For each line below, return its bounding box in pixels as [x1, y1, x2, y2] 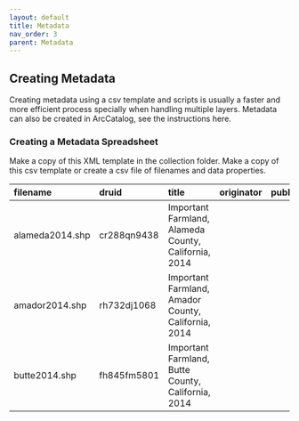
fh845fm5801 [99, 369, 160, 382]
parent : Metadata [9, 37, 74, 47]
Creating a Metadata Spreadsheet [9, 135, 158, 148]
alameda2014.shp [13, 229, 91, 241]
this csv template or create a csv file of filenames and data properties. [9, 166, 267, 176]
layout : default [9, 12, 69, 22]
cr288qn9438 [99, 229, 159, 241]
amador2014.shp [13, 299, 87, 312]
